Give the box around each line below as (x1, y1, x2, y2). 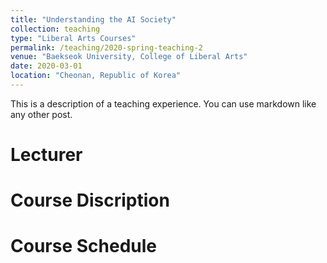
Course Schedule (10, 235, 157, 258)
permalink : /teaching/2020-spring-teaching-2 (10, 42, 203, 53)
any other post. (10, 108, 73, 120)
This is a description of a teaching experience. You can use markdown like (10, 97, 317, 110)
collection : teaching (10, 24, 101, 34)
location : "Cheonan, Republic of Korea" (10, 71, 182, 81)
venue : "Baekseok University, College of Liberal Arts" (10, 52, 248, 62)
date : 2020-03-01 (10, 61, 83, 71)
